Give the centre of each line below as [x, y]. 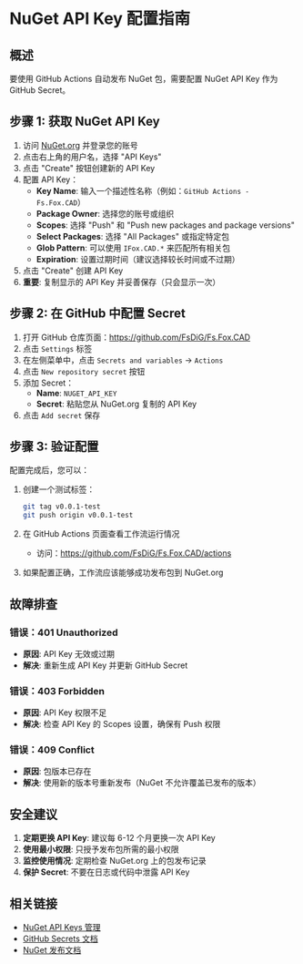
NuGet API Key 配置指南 [100, 19]
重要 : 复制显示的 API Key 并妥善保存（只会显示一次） [121, 282]
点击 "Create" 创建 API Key [73, 271]
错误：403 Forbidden [57, 691]
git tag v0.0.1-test [61, 507]
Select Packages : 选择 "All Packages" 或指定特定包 [133, 236]
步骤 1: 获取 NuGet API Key [85, 122]
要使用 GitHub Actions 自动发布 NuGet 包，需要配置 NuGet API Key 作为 [144, 79]
